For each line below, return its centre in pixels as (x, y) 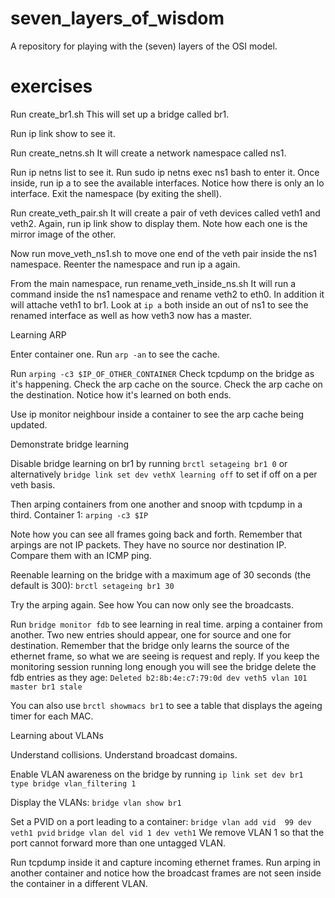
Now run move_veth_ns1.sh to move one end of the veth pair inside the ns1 (163, 253)
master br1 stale (46, 687)
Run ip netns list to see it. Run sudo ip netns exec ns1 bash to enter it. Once (165, 172)
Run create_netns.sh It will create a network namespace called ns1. (148, 153)
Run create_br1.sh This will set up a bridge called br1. (120, 114)
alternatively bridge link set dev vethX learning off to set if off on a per (164, 474)
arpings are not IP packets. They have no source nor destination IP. (148, 544)
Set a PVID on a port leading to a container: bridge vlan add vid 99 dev (161, 821)
